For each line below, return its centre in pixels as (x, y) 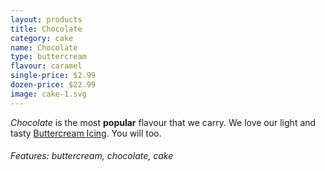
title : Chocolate (46, 29)
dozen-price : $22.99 (53, 85)
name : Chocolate (44, 47)
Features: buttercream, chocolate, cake (92, 156)
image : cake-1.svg (48, 94)
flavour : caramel (46, 66)
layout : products (46, 19)
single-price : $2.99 (53, 76)
